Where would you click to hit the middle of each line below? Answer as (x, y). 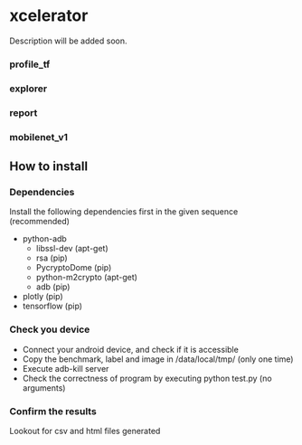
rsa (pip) (52, 258)
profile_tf (30, 64)
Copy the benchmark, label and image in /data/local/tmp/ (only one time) (158, 359)
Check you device (50, 329)
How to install (49, 167)
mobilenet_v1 (39, 137)
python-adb (45, 239)
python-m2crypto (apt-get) (87, 278)
